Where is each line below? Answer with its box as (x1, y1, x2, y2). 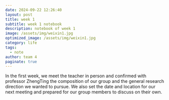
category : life (5, 40, 37, 45)
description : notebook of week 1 (5, 26, 76, 31)
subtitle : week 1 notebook (5, 21, 62, 27)
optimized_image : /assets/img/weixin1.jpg (5, 36, 96, 41)
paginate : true (5, 59, 37, 64)
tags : (5, 45, 17, 50)
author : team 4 (5, 54, 37, 60)
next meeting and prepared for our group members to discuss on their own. (5, 89, 162, 95)
